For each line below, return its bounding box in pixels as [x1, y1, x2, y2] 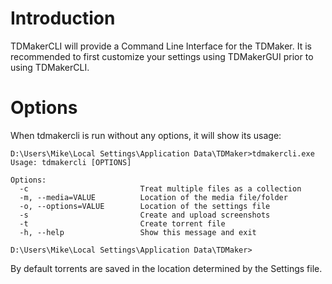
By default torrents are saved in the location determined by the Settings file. [10, 262, 323, 274]
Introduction [10, 7, 116, 30]
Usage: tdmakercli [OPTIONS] [10, 157, 132, 167]
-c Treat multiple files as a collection [19, 183, 302, 194]
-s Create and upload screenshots [19, 210, 271, 220]
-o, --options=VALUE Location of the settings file [19, 201, 271, 211]
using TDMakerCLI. [10, 61, 90, 73]
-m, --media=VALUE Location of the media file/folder [19, 192, 288, 202]
